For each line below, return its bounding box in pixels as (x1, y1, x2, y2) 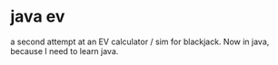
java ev (10, 6, 65, 27)
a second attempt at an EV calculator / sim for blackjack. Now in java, (10, 36, 270, 47)
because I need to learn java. (10, 45, 119, 56)
